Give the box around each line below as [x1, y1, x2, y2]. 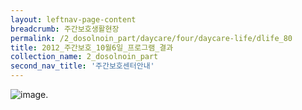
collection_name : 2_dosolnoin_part [10, 52, 159, 62]
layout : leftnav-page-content [10, 14, 137, 25]
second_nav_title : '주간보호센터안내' [10, 61, 155, 71]
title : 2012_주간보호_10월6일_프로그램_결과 [10, 42, 174, 53]
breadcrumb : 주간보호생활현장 [10, 24, 120, 34]
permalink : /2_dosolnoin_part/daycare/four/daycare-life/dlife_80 [10, 33, 293, 43]
